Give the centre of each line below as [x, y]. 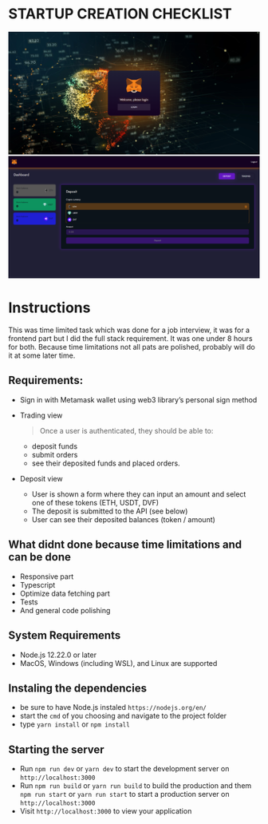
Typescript [37, 584]
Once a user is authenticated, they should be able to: [126, 430]
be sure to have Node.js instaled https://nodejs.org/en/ [113, 707]
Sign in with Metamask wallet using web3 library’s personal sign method [138, 399]
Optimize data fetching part [65, 593]
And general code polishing [65, 610]
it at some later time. [42, 355]
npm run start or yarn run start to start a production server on [124, 794]
